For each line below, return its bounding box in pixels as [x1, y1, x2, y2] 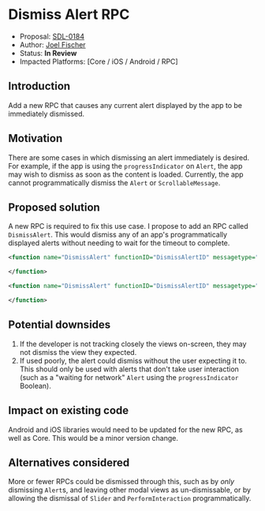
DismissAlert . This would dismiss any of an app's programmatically [8, 230, 227, 240]
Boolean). [19, 381, 51, 390]
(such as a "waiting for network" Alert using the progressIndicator [19, 372, 239, 382]
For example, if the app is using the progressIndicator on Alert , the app [8, 161, 243, 170]
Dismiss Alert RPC [8, 6, 130, 24]
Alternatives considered [8, 456, 130, 469]
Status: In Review [19, 48, 77, 58]
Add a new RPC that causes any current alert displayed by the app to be [8, 100, 243, 110]
